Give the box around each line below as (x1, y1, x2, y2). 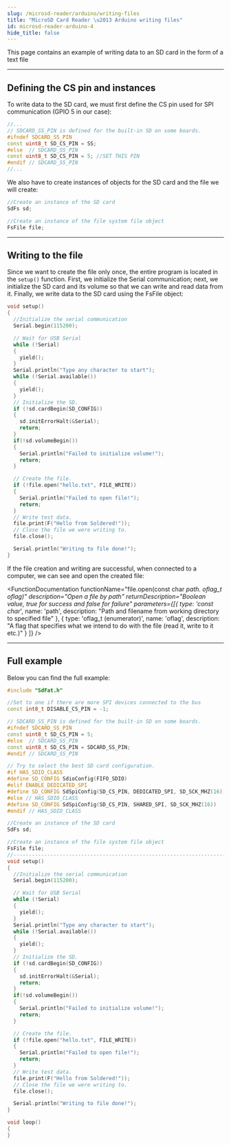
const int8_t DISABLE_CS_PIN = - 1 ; (7, 705, 109, 713)
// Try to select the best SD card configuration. (7, 763, 155, 770)
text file (7, 56, 29, 64)
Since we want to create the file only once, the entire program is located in (7, 268, 219, 276)
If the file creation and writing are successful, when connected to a (7, 564, 197, 572)
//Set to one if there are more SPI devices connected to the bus (7, 699, 201, 706)
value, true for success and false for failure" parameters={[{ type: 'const (7, 599, 214, 608)
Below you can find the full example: (7, 673, 110, 682)
